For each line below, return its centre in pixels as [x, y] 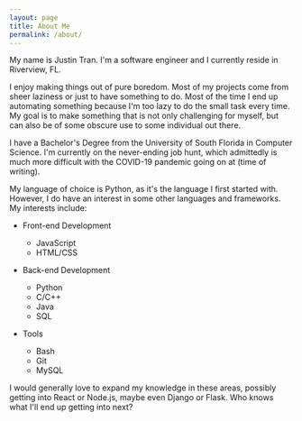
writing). [25, 171]
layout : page [34, 18]
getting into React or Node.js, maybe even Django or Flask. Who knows [142, 398]
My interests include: [48, 208]
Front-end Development [67, 225]
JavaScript [56, 243]
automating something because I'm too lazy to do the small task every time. [150, 106]
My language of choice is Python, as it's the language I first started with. [144, 189]
